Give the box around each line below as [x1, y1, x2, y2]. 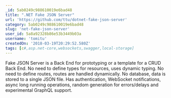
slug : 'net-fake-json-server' [5, 27, 70, 32]
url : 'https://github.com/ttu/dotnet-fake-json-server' [5, 17, 127, 22]
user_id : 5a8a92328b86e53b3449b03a [5, 31, 82, 36]
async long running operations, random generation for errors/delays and [5, 82, 159, 88]
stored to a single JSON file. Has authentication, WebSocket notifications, [5, 76, 161, 82]
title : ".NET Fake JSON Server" [5, 12, 74, 17]
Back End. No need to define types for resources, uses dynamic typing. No [5, 65, 164, 71]
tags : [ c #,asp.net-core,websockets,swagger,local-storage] [5, 46, 135, 51]
